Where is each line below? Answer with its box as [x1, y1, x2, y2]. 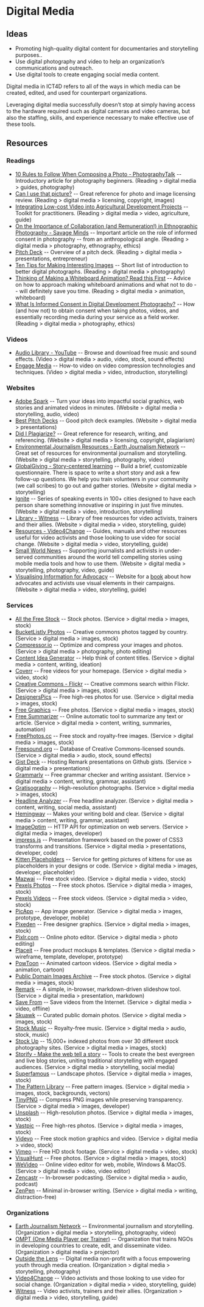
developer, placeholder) [15, 868, 76, 875]
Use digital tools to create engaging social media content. [15, 71, 160, 78]
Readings [6, 156, 35, 165]
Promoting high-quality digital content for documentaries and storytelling [15, 45, 199, 52]
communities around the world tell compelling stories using [34, 553, 183, 561]
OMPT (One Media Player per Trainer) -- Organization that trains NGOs [15, 1235, 194, 1242]
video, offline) [15, 1004, 51, 1012]
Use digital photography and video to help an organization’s [15, 58, 165, 65]
